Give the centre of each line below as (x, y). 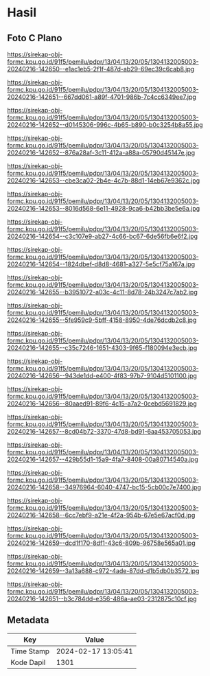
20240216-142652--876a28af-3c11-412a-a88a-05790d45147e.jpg (101, 153)
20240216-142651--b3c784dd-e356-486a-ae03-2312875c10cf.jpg (102, 599)
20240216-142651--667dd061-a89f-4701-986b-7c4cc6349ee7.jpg (102, 97)
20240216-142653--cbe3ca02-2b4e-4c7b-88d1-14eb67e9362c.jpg (104, 180)
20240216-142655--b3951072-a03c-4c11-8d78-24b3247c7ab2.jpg (102, 292)
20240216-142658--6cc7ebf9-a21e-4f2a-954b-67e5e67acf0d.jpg (101, 515)
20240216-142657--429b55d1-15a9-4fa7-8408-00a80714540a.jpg (103, 459)
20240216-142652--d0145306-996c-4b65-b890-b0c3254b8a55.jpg (105, 125)
